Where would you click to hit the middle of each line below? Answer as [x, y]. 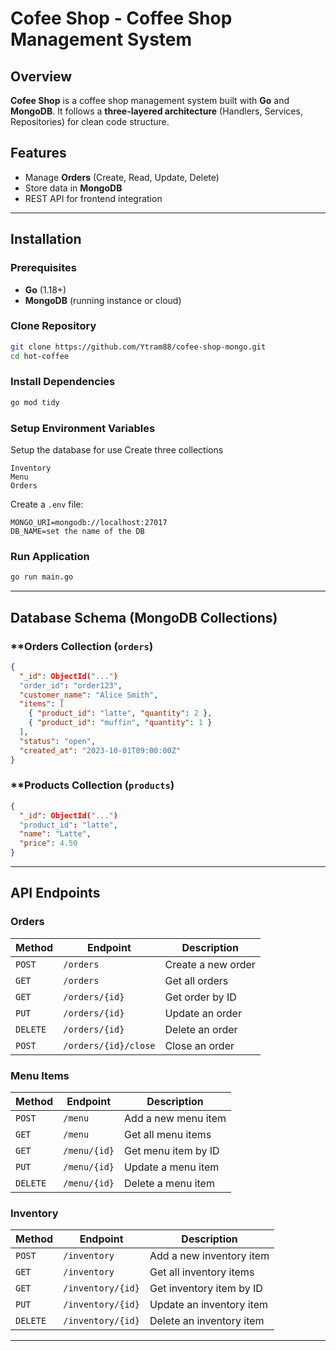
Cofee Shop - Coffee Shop [121, 18]
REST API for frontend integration [93, 198]
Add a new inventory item [209, 1256]
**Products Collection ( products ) [92, 785]
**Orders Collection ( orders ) [82, 646]
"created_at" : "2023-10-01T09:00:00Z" [100, 750]
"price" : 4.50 [48, 843]
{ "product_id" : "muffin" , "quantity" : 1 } [120, 723]
